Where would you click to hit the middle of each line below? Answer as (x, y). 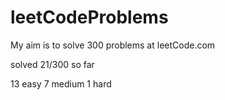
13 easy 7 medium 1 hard (61, 83)
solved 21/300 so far (52, 64)
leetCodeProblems (89, 17)
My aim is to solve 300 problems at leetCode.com (113, 45)
